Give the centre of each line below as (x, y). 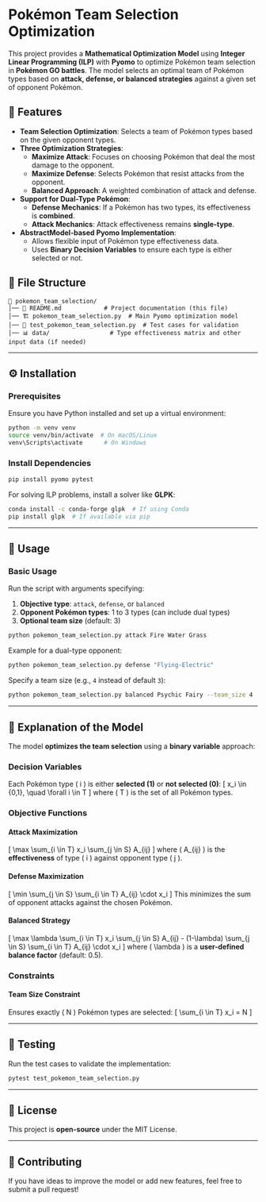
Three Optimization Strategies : (72, 148)
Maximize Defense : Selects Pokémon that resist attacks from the (138, 173)
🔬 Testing (32, 1044)
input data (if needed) (47, 342)
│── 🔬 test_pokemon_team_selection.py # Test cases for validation (123, 325)
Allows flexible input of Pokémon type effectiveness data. (125, 241)
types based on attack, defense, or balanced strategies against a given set (132, 79)
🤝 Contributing (45, 1162)
